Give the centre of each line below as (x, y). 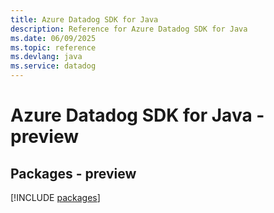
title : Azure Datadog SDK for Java (84, 19)
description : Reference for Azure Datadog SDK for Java (129, 29)
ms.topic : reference (53, 47)
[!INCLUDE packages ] (55, 197)
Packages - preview (73, 173)
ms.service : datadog (53, 66)
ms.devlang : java (46, 57)
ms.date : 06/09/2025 (53, 38)
